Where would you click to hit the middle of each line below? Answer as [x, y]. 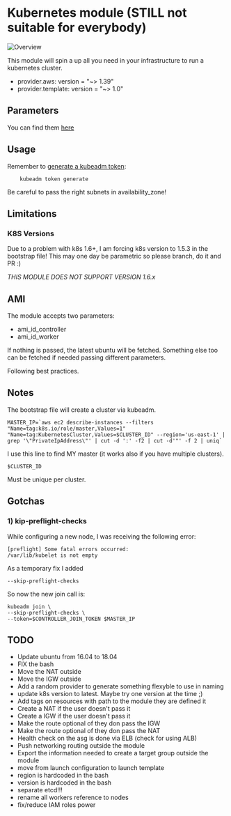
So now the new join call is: [46, 594]
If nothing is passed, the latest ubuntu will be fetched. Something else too [112, 351]
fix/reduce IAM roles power [56, 805]
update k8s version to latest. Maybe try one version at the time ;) [110, 694]
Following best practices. [43, 371]
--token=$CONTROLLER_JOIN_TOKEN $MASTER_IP [71, 619]
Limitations [32, 214]
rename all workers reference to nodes [73, 798]
